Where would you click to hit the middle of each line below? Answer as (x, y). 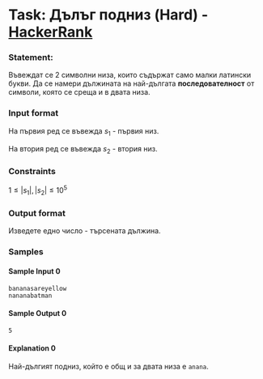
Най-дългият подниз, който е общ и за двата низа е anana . (108, 366)
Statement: (31, 57)
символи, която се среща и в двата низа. (80, 92)
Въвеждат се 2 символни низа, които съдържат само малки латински (130, 75)
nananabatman (30, 296)
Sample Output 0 (38, 313)
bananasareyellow (38, 288)
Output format (37, 214)
